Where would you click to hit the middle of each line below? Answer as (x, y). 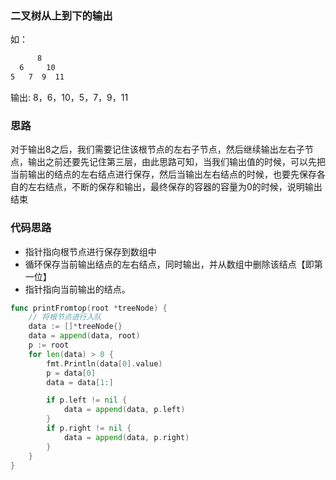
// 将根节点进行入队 (65, 317)
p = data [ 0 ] (71, 373)
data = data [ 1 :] (80, 382)
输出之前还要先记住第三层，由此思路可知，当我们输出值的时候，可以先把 (176, 162)
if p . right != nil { (89, 428)
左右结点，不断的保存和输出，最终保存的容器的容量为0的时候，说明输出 (175, 187)
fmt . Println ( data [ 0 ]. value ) (104, 363)
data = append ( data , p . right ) (126, 437)
